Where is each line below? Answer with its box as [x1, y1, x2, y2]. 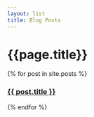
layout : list [7, 10, 46, 17]
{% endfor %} [7, 102, 48, 111]
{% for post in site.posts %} [7, 70, 88, 78]
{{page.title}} [7, 47, 88, 63]
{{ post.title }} [7, 87, 56, 97]
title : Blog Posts [7, 17, 61, 24]
